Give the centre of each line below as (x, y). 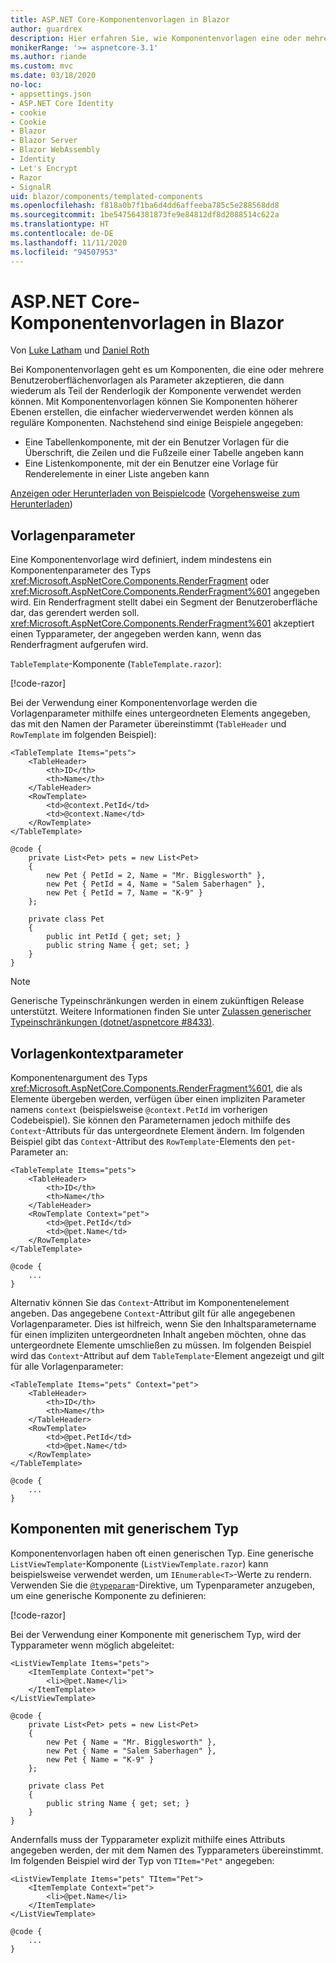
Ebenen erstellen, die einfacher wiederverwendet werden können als (152, 412)
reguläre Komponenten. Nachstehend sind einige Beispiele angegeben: (157, 423)
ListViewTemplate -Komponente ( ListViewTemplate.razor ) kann (139, 1563)
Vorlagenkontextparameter (97, 1053)
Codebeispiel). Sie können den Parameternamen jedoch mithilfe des (150, 1120)
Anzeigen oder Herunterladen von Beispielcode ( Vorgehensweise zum (155, 493)
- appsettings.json (51, 94)
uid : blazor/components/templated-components (106, 196)
